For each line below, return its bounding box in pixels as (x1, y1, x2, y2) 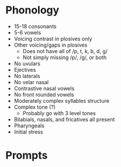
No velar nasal (13, 78, 49, 85)
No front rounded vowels (13, 91, 74, 98)
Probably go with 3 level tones (22, 109, 96, 117)
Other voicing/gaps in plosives (13, 41, 88, 48)
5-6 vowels (13, 29, 42, 36)
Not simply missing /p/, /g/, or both (22, 54, 107, 61)
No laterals (13, 72, 40, 79)
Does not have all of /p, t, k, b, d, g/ (22, 47, 108, 54)
